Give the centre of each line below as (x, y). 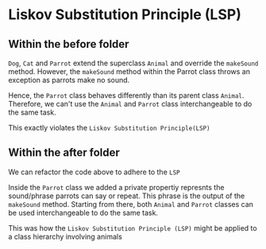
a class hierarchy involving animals (66, 236)
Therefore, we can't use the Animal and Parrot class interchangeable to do (130, 104)
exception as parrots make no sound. (69, 80)
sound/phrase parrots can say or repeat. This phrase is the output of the (127, 196)
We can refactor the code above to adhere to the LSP (94, 172)
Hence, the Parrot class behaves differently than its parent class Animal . (126, 95)
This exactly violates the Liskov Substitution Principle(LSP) (109, 128)
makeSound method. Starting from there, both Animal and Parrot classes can (131, 204)
